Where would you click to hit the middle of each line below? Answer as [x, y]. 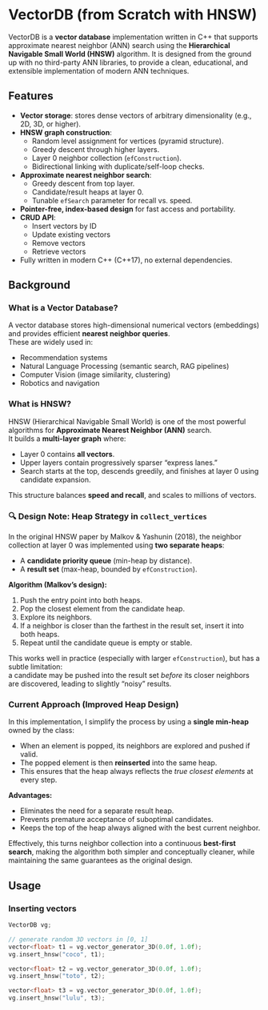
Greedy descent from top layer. [83, 183]
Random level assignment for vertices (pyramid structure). [128, 141]
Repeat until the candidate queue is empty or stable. [106, 643]
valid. [29, 755]
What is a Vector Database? [63, 308]
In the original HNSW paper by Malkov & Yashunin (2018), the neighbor [125, 537]
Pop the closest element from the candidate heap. [102, 609]
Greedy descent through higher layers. [96, 149]
